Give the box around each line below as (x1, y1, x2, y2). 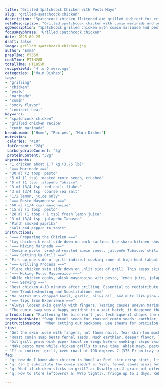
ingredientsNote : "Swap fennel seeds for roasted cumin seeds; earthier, (5, 317, 159, 321)
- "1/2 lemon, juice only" (5, 194, 60, 199)
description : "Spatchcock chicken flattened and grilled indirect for (5, 16, 152, 21)
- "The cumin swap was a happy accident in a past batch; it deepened (5, 307, 152, 312)
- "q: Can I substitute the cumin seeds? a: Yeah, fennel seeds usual (5, 362, 152, 367)
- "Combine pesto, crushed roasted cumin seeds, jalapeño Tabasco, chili (5, 248, 159, 253)
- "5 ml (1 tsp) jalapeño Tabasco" (5, 180, 78, 185)
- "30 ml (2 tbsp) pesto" (5, 171, 58, 176)
